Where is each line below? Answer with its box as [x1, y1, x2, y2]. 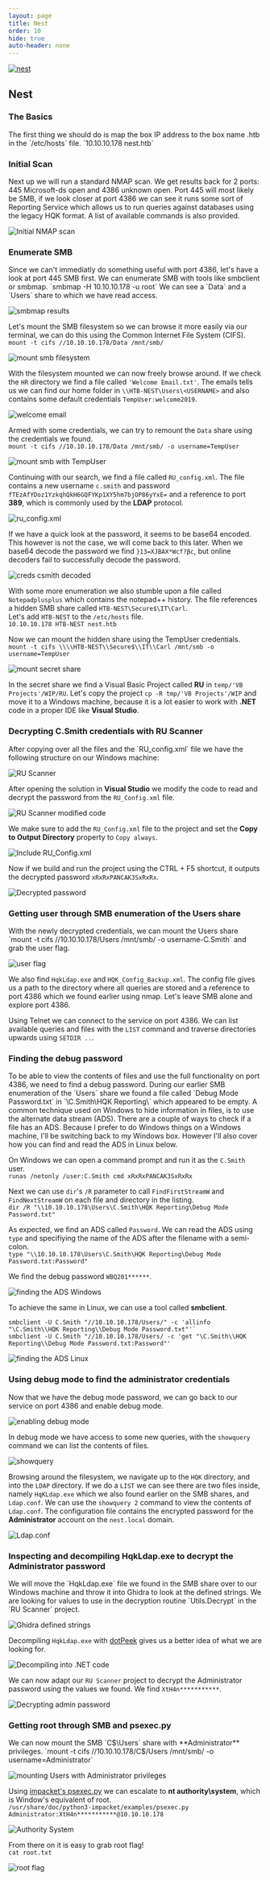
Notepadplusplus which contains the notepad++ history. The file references [8, 595, 258, 604]
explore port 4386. [8, 1000, 71, 1010]
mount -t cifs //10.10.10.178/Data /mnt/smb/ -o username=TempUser [8, 442, 240, 451]
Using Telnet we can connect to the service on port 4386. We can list [8, 1016, 239, 1025]
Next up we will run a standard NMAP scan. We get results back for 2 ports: [8, 176, 260, 186]
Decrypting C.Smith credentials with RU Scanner [8, 726, 203, 737]
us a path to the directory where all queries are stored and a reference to [8, 983, 250, 992]
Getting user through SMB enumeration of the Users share [8, 907, 241, 919]
